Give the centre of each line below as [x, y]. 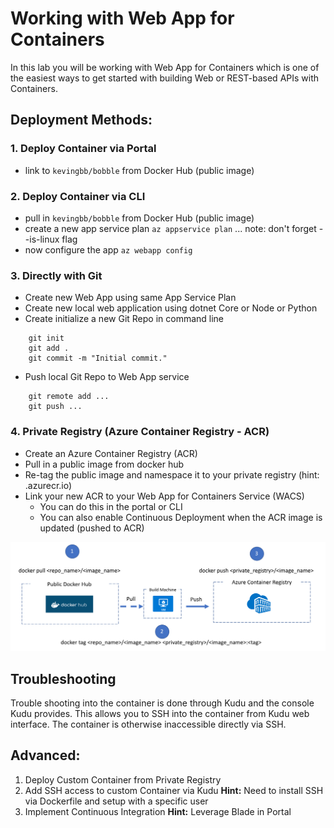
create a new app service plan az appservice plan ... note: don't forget [170, 228]
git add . [49, 348]
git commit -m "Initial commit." [98, 358]
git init [46, 338]
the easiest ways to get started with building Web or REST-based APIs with [165, 78]
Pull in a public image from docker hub [104, 464]
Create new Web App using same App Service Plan [130, 298]
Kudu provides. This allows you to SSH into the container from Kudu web [160, 714]
